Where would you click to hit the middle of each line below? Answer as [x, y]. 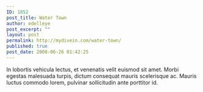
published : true [27, 47]
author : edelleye [28, 23]
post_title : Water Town [37, 18]
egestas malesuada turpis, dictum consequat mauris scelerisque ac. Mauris [102, 76]
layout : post [23, 35]
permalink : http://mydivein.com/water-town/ [64, 40]
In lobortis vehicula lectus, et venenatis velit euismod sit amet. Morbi [93, 69]
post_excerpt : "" [28, 29]
